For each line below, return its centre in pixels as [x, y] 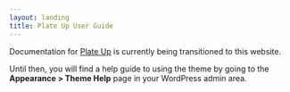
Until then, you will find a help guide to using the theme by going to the [139, 69]
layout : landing [39, 17]
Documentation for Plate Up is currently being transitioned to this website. [145, 51]
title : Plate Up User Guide [62, 26]
